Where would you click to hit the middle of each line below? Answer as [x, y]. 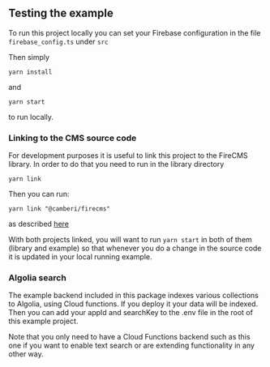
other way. [26, 354]
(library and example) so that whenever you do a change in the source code [135, 248]
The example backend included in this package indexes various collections [134, 296]
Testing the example [61, 13]
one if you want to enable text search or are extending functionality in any [132, 346]
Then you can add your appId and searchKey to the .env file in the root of [131, 313]
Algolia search [37, 278]
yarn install [30, 72]
